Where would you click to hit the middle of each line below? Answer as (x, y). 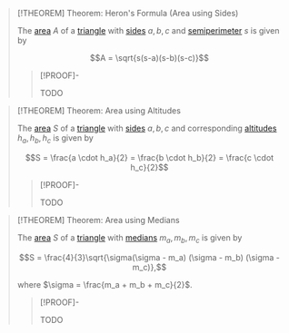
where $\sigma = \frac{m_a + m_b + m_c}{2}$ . (105, 284)
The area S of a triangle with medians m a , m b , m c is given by (130, 238)
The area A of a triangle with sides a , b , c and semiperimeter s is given (148, 30)
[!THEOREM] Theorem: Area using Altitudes (99, 111)
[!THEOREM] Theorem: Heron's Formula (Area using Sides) (128, 13)
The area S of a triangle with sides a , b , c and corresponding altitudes (147, 128)
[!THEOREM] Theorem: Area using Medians (98, 220)
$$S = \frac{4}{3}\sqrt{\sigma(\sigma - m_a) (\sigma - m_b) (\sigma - (149, 257)
